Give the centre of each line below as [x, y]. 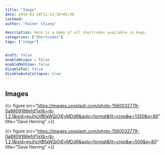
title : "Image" [21, 10]
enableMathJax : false [27, 64]
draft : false [19, 55]
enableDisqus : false [27, 60]
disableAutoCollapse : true [33, 74]
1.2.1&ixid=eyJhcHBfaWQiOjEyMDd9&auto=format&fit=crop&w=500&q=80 [81, 142]
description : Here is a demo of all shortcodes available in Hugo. [76, 33]
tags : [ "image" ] [22, 42]
